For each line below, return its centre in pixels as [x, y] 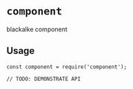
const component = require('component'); [67, 67]
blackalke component [37, 29]
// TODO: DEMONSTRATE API [43, 79]
